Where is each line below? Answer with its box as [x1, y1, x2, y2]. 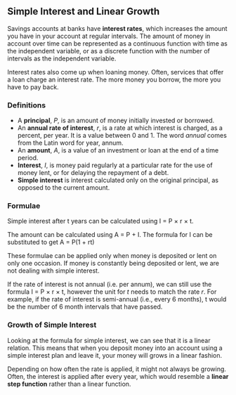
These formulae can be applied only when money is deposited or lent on [7, 252, 217, 260]
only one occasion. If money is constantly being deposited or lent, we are [7, 259, 220, 268]
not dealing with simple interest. [7, 266, 100, 275]
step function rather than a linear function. [7, 380, 131, 388]
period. [17, 154, 39, 162]
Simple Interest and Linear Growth [7, 6, 160, 18]
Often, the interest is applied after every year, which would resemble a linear [7, 372, 229, 380]
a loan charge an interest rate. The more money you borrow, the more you [7, 75, 221, 84]
